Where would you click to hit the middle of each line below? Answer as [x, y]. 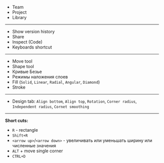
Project [19, 12]
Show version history [33, 32]
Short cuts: [17, 120]
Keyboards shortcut [32, 47]
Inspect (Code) [27, 42]
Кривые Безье [27, 71]
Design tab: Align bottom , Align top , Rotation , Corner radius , [74, 101]
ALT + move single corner [38, 151]
